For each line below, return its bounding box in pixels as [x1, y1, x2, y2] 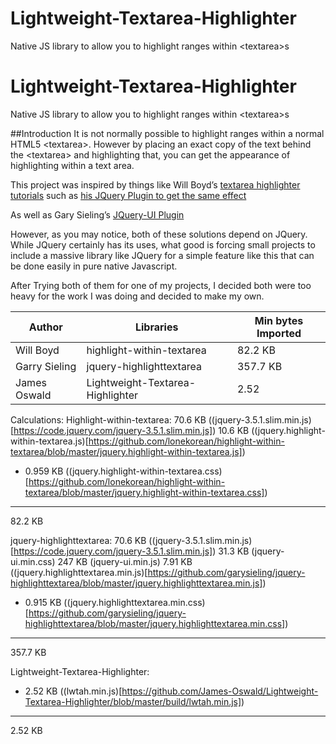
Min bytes [254, 313, 304, 327]
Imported [256, 326, 302, 340]
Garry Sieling [15, 359, 77, 373]
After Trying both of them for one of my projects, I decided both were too [10, 279, 312, 291]
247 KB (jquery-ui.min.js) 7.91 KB [57, 555, 193, 567]
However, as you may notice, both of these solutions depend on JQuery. [10, 228, 308, 240]
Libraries [134, 320, 179, 334]
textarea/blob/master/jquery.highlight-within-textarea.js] [10, 445, 243, 457]
